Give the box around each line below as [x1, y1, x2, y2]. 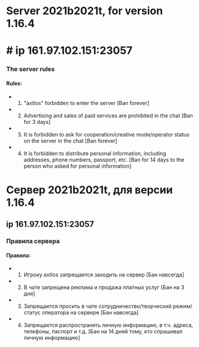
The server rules [6, 65, 55, 74]
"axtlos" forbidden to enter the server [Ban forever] [23, 99, 150, 106]
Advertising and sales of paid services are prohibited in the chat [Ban [23, 112, 193, 119]
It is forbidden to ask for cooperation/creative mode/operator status [23, 130, 190, 138]
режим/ [172, 303, 192, 310]
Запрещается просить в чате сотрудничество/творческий [23, 303, 172, 310]
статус [23, 309, 41, 316]
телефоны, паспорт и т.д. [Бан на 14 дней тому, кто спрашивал [23, 328, 183, 335]
